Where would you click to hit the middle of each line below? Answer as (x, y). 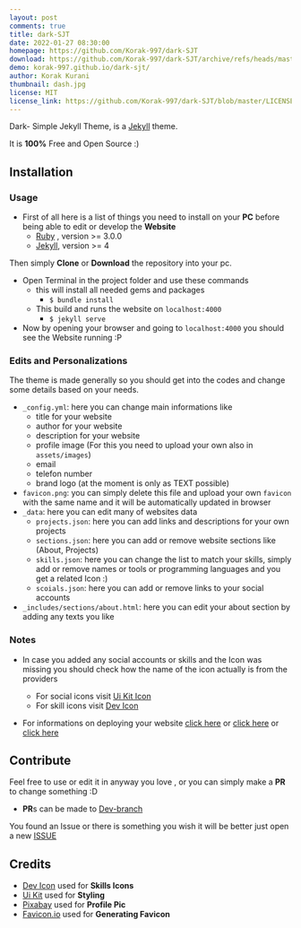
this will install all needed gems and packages (120, 290)
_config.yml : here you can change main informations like (127, 407)
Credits (30, 864)
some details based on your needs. (74, 390)
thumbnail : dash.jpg (48, 84)
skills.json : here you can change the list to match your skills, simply (163, 559)
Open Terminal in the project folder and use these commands (135, 281)
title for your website (73, 417)
